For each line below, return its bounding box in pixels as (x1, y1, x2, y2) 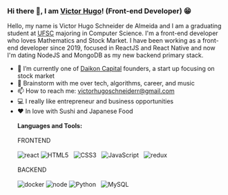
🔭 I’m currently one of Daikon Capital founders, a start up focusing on (17, 65, 216, 73)
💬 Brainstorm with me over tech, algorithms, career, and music (17, 79, 195, 88)
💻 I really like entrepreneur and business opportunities (17, 97, 174, 105)
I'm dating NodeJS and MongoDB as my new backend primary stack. (7, 51, 204, 59)
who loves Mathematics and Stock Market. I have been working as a (7, 37, 202, 45)
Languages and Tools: (17, 122, 83, 130)
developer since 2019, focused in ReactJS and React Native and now (19, 44, 216, 52)
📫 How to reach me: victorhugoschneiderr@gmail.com (17, 87, 175, 95)
